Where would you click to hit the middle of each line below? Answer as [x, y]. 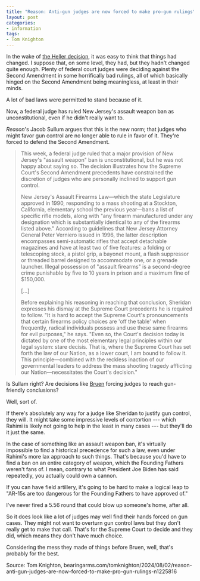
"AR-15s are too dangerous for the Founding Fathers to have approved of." [97, 494]
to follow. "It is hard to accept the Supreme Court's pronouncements [104, 315]
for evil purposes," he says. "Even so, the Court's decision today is [102, 334]
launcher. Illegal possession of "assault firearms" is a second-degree [105, 267]
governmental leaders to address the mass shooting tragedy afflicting [106, 366]
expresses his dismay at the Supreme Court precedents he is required [107, 309]
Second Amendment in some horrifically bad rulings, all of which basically [97, 76]
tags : [13, 34]
